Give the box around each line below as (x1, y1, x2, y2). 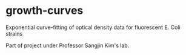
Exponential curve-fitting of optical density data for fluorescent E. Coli (5, 24, 181, 31)
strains (5, 30, 23, 37)
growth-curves (5, 4, 84, 18)
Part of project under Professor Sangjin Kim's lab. (5, 42, 130, 49)
